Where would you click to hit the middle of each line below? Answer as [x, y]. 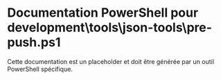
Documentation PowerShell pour [103, 13]
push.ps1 [34, 42]
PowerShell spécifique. [40, 69]
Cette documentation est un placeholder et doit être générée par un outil [111, 61]
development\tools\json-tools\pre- [110, 27]
